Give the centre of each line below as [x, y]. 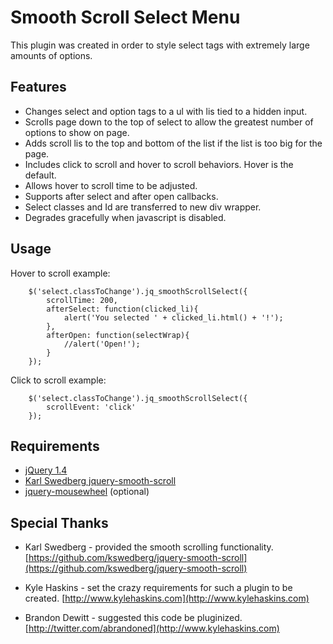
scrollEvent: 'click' [91, 407]
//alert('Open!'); [102, 344]
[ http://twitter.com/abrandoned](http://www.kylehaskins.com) [152, 628]
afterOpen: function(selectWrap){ [118, 335]
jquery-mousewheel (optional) [87, 492]
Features [38, 87]
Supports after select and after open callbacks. [121, 196]
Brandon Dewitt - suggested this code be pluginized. [133, 618]
